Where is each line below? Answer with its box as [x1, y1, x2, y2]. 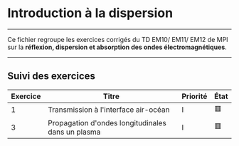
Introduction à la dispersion [7, 5, 173, 21]
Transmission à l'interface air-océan [48, 105, 170, 115]
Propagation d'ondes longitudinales [48, 118, 167, 127]
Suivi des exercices [7, 70, 96, 83]
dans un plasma [48, 127, 101, 137]
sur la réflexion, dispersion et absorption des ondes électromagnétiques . [7, 43, 228, 51]
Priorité [181, 91, 208, 101]
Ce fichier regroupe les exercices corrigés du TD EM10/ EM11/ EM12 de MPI [7, 35, 229, 43]
